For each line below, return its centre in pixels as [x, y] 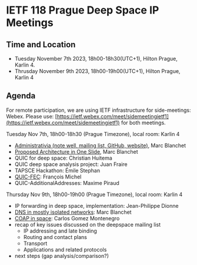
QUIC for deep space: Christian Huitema [64, 158]
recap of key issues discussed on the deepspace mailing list [88, 224]
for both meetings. [143, 122]
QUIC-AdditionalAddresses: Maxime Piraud [67, 183]
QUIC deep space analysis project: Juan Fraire [71, 164]
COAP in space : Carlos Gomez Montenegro [67, 218]
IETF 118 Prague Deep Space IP [83, 10]
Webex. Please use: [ [32, 116]
